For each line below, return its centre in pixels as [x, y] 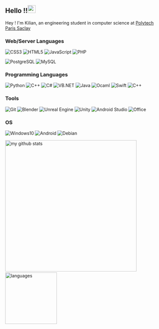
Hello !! [16, 11]
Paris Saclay [18, 28]
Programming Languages [37, 74]
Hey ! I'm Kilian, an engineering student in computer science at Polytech [79, 22]
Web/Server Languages [34, 41]
